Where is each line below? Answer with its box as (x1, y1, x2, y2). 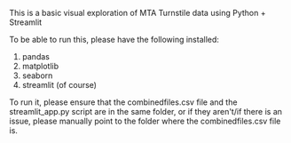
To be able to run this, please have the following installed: (9, 35, 220, 44)
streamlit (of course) (21, 80, 98, 90)
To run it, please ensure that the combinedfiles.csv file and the (9, 97, 238, 107)
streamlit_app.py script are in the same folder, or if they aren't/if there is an (9, 107, 282, 116)
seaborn (21, 70, 53, 81)
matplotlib (21, 61, 59, 71)
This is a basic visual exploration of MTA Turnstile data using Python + (9, 8, 266, 18)
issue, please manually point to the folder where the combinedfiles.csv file (9, 115, 281, 126)
